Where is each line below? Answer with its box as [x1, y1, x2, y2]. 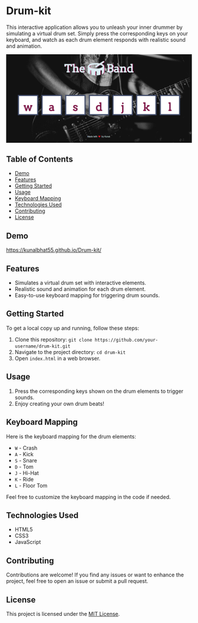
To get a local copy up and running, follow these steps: [6, 324, 140, 332]
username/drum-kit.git [14, 343, 71, 349]
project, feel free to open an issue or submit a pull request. [6, 578, 148, 585]
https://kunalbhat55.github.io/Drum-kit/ [6, 247, 102, 254]
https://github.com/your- [94, 337, 159, 343]
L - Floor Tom [14, 482, 48, 489]
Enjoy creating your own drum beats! [14, 400, 104, 407]
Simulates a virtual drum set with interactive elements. [14, 279, 146, 287]
